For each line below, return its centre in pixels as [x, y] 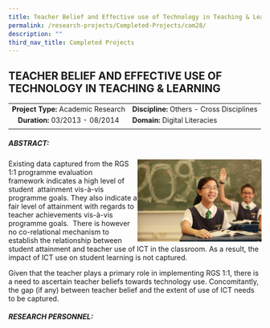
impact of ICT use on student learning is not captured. [98, 257]
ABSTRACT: [29, 144]
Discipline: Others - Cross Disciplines [195, 109]
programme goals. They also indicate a [73, 197]
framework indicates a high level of [66, 180]
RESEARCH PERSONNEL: [51, 317]
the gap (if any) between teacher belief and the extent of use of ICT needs [131, 290]
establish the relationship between [65, 240]
